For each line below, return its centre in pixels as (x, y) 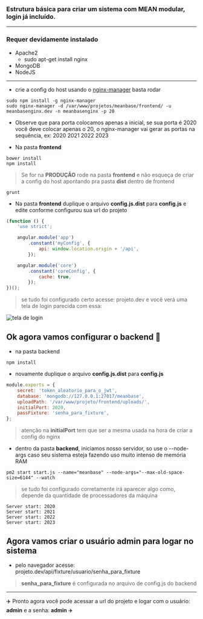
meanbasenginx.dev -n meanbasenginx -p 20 (60, 111)
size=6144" (20, 478)
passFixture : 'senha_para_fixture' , (63, 413)
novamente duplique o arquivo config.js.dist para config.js (89, 374)
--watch (46, 478)
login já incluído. (31, 16)
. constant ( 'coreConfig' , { (62, 271)
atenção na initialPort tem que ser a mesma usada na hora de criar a (107, 430)
